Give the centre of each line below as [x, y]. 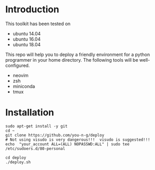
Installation [30, 113]
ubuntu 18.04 [27, 44]
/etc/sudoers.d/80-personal [35, 148]
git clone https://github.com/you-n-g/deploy [55, 135]
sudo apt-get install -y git [36, 126]
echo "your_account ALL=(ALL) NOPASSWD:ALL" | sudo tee [67, 144]
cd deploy [16, 158]
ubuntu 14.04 [27, 33]
